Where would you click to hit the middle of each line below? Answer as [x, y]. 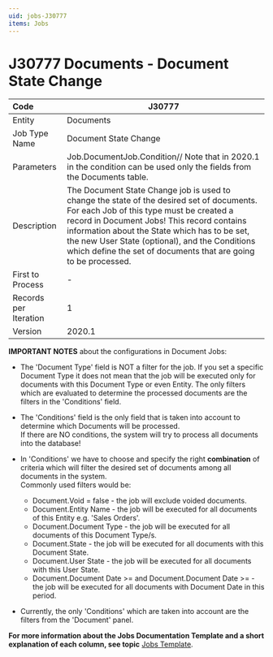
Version [27, 331]
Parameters [35, 167]
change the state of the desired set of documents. [162, 201]
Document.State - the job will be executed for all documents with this [148, 544]
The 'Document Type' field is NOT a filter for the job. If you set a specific [142, 367]
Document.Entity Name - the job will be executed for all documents [145, 509]
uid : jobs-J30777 [38, 16]
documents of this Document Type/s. [94, 535]
